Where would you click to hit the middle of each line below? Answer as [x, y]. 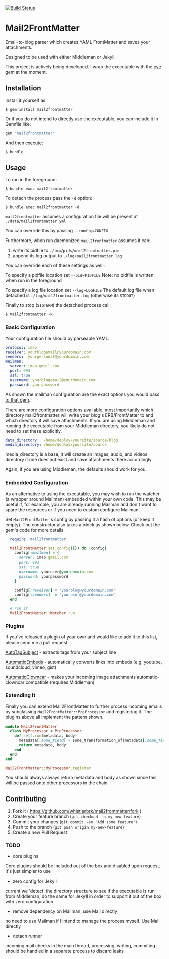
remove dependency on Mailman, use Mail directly [65, 911]
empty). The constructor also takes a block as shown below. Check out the [83, 525]
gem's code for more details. [35, 530]
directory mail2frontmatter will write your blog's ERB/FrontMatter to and [79, 415]
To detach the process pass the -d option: [49, 198]
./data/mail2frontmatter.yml [36, 221]
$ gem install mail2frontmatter [39, 109]
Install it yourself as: [26, 100]
